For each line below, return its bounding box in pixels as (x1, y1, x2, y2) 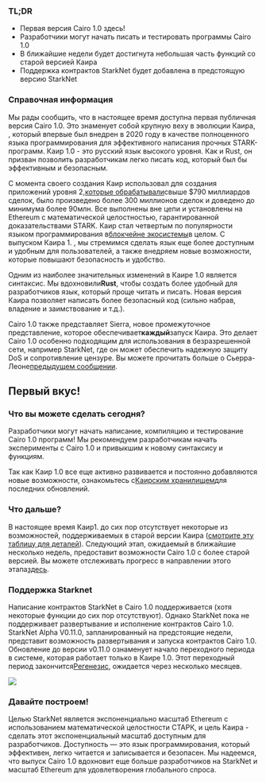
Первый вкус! (8, 384, 81, 398)
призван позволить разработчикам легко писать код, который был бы (8, 154, 248, 164)
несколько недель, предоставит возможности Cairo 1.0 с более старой (8, 547, 250, 557)
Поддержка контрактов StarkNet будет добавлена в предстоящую (19, 66, 245, 76)
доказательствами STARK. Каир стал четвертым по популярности (8, 220, 233, 230)
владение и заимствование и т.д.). (8, 304, 125, 313)
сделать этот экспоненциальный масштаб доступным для (8, 731, 206, 741)
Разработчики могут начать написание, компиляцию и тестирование (8, 426, 244, 436)
